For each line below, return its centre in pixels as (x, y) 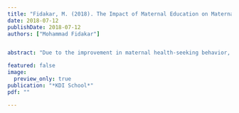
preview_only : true (43, 79)
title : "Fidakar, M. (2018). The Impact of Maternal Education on (108, 14)
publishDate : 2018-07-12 (44, 27)
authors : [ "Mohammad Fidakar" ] (54, 34)
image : (17, 72)
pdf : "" (19, 92)
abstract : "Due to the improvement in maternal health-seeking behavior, (119, 53)
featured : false (31, 66)
